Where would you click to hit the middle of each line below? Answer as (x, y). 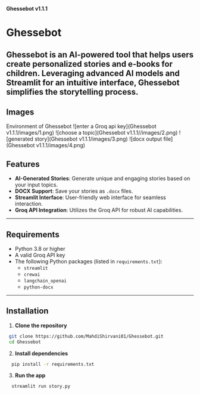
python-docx (38, 287)
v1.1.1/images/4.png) (60, 145)
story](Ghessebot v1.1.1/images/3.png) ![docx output (99, 139)
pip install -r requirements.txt (53, 364)
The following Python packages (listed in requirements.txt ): (88, 262)
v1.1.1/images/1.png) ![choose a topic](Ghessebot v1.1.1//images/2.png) (92, 133)
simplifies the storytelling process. (72, 92)
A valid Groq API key (40, 255)
